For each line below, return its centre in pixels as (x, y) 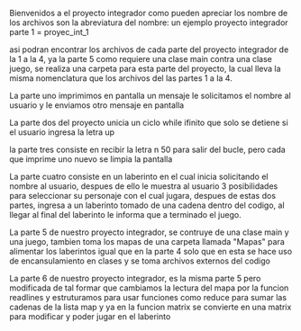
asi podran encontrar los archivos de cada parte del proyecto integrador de (149, 49)
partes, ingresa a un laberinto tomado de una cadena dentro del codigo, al (147, 205)
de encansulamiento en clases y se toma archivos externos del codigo (140, 261)
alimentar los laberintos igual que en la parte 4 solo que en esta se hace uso (151, 251)
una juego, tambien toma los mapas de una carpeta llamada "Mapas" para (147, 242)
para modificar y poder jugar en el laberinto (90, 317)
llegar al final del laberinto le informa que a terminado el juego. (125, 215)
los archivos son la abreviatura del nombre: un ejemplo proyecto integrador (149, 22)
